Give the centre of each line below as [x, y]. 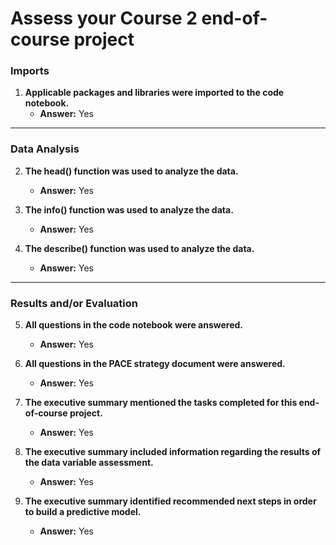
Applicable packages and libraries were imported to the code [154, 93]
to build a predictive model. [83, 512]
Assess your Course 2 [104, 18]
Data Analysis [45, 149]
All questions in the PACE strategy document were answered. [155, 364]
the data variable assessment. [89, 463]
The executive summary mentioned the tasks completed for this [161, 403]
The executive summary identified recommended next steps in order [170, 501]
